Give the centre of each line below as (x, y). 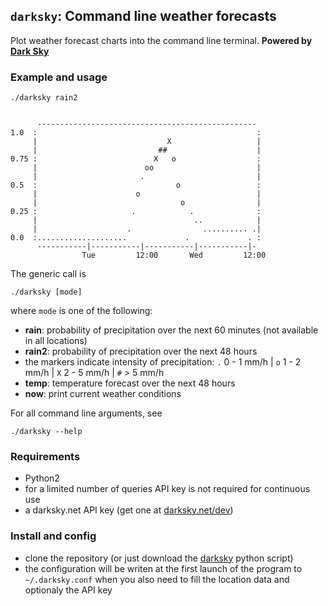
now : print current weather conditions (103, 394)
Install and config (53, 536)
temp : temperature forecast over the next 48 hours (130, 383)
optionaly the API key (68, 590)
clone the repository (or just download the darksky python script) (159, 558)
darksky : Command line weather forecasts (143, 16)
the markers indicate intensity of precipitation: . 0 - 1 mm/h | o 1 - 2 (163, 362)
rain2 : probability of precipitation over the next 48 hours (141, 351)
